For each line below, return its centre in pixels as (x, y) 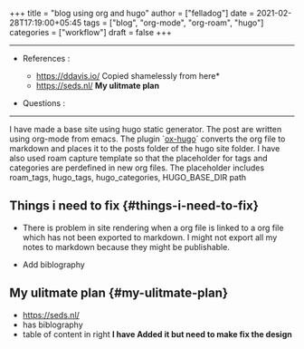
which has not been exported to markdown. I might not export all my (150, 237)
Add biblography (54, 264)
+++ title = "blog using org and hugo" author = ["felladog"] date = (132, 13)
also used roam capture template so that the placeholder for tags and (139, 158)
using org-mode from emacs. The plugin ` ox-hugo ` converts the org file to (147, 139)
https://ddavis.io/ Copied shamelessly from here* (128, 76)
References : (46, 58)
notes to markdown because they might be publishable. (126, 247)
